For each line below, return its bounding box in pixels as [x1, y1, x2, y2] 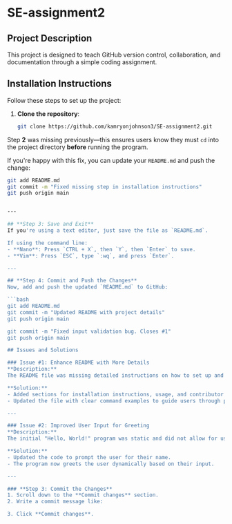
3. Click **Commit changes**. [7, 511, 95, 518]
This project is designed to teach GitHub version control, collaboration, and [7, 50, 221, 59]
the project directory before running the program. [7, 143, 148, 151]
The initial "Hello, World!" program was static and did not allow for [7, 435, 217, 443]
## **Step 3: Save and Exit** [7, 221, 95, 228]
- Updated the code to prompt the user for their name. [7, 454, 171, 460]
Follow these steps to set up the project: [7, 96, 122, 104]
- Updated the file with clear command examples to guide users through [7, 397, 221, 405]
